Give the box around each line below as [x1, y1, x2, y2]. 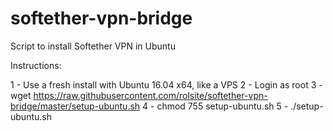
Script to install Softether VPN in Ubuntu [10, 40, 176, 52]
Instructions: [10, 59, 62, 71]
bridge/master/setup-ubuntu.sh [10, 100, 141, 112]
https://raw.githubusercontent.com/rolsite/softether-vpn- [33, 89, 268, 101]
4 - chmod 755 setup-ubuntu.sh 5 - [142, 100, 289, 112]
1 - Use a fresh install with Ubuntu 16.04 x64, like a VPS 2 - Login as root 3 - [10, 78, 323, 91]
